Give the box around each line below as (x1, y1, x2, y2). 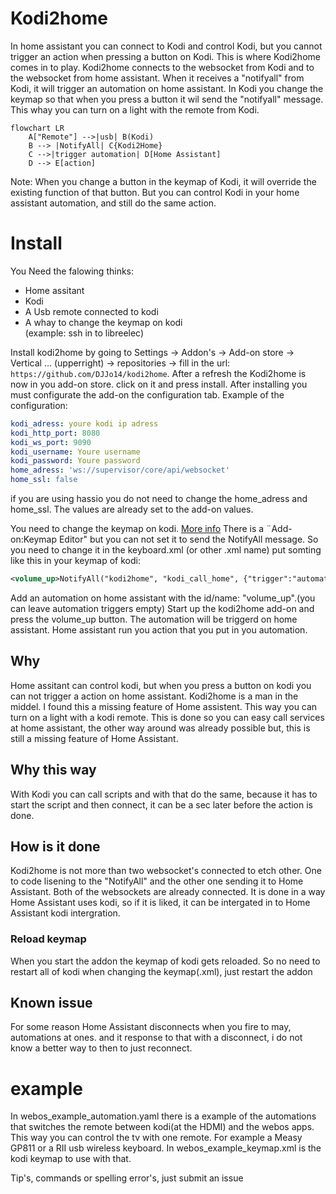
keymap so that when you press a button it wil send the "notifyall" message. (10, 93, 324, 105)
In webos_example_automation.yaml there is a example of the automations (10, 1110, 317, 1122)
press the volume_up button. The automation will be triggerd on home (10, 613, 298, 625)
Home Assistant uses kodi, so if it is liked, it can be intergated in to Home (10, 897, 311, 909)
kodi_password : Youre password (10, 456, 141, 466)
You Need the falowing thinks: (10, 265, 135, 277)
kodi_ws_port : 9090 (10, 437, 92, 447)
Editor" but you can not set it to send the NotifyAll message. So (58, 533, 319, 545)
